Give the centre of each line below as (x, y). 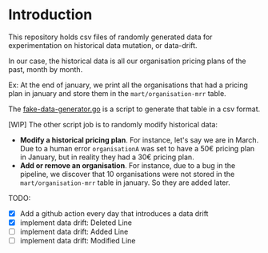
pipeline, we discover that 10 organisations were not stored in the (127, 174)
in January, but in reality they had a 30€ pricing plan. (107, 157)
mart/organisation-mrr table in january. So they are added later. (125, 183)
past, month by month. (46, 69)
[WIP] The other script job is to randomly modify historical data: (113, 124)
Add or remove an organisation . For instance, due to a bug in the (128, 165)
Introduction (50, 15)
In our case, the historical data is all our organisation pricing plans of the (127, 61)
